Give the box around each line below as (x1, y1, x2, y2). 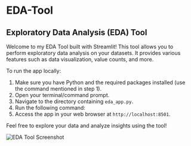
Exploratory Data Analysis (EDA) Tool (6, 27, 147, 38)
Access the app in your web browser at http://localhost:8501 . (14, 111, 171, 117)
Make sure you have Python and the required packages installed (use (14, 79, 186, 86)
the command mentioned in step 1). (14, 85, 102, 92)
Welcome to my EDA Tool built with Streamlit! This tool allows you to (6, 43, 174, 50)
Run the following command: (14, 104, 85, 111)
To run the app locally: (6, 67, 61, 74)
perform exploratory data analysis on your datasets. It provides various (6, 49, 181, 57)
